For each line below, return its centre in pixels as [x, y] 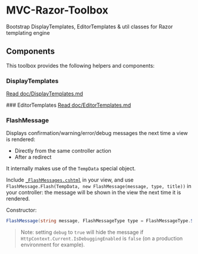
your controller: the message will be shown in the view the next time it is [94, 193]
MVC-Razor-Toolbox [57, 10]
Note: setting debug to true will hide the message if [82, 232]
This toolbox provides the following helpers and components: [80, 65]
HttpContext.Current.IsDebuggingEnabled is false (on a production [102, 239]
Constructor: [22, 210]
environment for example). [53, 245]
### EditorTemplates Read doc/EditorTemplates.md [69, 105]
